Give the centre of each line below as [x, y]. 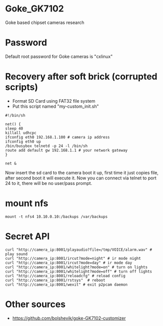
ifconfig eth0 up [23, 142]
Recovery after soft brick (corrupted [81, 77]
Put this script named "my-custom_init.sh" [56, 106]
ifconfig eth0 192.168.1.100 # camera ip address [58, 137]
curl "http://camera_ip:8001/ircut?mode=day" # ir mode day [69, 263]
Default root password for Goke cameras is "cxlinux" [59, 56]
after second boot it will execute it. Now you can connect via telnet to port [81, 178]
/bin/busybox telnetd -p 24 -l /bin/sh [46, 146]
